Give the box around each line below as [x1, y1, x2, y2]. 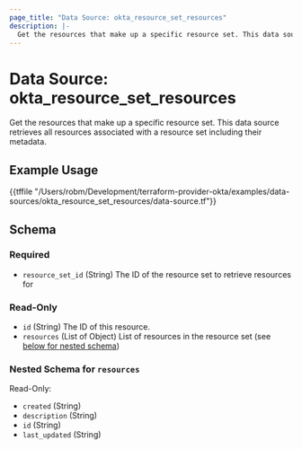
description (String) [22, 410, 97, 421]
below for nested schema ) [22, 340, 120, 351]
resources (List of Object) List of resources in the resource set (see [22, 331, 271, 342]
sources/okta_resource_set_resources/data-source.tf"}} [9, 196, 218, 207]
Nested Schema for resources [9, 363, 140, 375]
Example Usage [9, 163, 99, 178]
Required [9, 249, 50, 261]
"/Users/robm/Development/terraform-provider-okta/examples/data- [34, 186, 290, 198]
